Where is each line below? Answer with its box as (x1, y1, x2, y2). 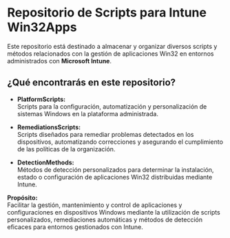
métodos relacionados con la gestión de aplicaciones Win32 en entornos (7, 50, 214, 58)
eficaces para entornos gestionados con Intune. (7, 222, 143, 231)
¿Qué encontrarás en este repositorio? (7, 77, 176, 89)
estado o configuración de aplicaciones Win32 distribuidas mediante (17, 173, 213, 181)
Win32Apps (7, 19, 77, 35)
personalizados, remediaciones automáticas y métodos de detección (7, 215, 203, 224)
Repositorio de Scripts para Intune (7, 5, 207, 21)
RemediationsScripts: (17, 122, 81, 131)
